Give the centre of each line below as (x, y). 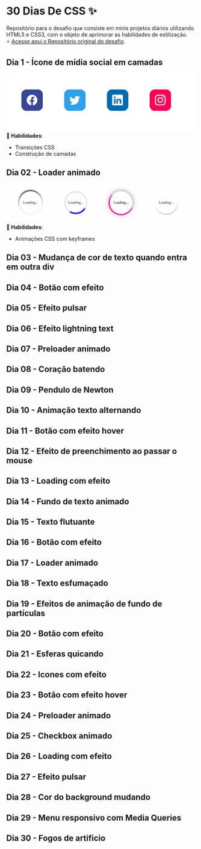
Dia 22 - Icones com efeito (57, 674)
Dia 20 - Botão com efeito (55, 634)
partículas (26, 613)
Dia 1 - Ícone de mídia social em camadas (85, 62)
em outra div (30, 267)
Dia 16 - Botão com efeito (54, 542)
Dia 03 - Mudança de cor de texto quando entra (97, 258)
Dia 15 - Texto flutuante (51, 522)
